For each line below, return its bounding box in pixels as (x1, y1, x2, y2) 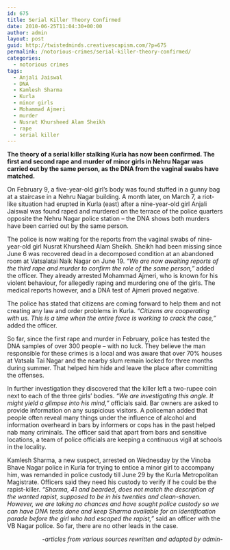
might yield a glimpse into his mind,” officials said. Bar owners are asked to (7, 399, 219, 407)
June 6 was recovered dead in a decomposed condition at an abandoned (7, 250, 214, 258)
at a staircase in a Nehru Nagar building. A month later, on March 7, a (7, 193, 201, 201)
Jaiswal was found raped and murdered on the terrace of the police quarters (7, 207, 223, 216)
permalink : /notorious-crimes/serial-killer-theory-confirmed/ (7, 49, 192, 56)
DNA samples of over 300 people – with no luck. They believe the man (7, 342, 206, 350)
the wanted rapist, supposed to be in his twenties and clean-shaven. (7, 492, 201, 501)
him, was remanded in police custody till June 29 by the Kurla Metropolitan (7, 471, 218, 479)
